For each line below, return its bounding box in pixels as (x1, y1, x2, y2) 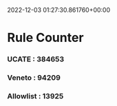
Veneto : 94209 (7, 73, 61, 83)
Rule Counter (7, 30, 84, 45)
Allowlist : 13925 (7, 91, 64, 100)
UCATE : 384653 (7, 54, 65, 64)
